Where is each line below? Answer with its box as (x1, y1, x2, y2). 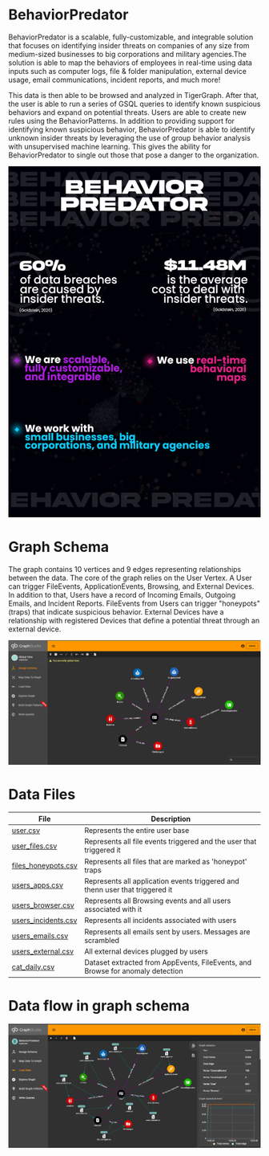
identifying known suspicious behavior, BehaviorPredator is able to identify (8, 125, 255, 134)
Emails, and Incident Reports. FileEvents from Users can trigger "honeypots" (8, 598, 260, 608)
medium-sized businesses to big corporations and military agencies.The (8, 49, 247, 59)
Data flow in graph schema (8, 996, 191, 1015)
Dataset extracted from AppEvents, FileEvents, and (83, 958, 252, 967)
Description (151, 814, 191, 823)
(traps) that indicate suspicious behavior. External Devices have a (8, 607, 224, 617)
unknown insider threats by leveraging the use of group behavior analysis (8, 133, 251, 142)
